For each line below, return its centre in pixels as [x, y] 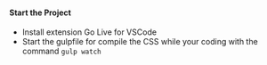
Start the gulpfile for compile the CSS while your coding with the [140, 42]
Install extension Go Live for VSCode [89, 32]
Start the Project [40, 12]
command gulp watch [61, 51]
